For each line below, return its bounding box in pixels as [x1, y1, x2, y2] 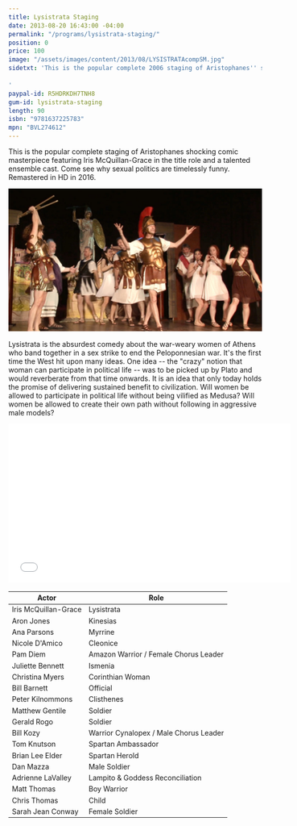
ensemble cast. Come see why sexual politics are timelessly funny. [8, 164, 230, 173]
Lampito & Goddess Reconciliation [88, 773, 202, 782]
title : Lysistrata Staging [8, 13, 99, 21]
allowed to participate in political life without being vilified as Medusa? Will [8, 390, 255, 400]
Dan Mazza [11, 761, 50, 771]
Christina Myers [11, 672, 64, 682]
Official [88, 683, 113, 693]
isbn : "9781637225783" [8, 115, 85, 123]
